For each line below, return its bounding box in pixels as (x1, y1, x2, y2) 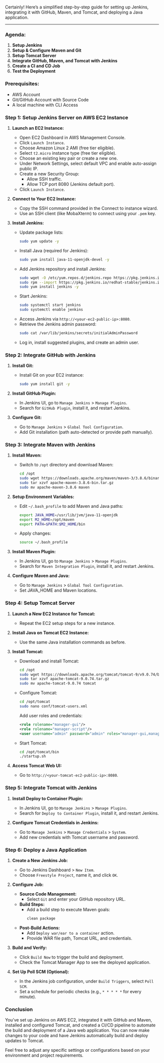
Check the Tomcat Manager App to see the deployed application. (19, 959, 151, 965)
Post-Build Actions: (19, 924, 60, 931)
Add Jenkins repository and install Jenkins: (19, 266, 106, 272)
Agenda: (5, 31, 26, 38)
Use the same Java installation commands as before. (19, 639, 126, 645)
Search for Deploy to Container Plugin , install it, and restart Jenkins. (19, 810, 159, 816)
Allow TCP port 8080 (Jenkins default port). (26, 181, 115, 187)
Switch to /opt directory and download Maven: (19, 462, 114, 468)
